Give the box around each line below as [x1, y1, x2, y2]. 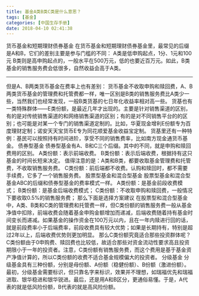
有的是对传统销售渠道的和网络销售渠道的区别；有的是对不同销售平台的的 [6, 112, 182, 119]
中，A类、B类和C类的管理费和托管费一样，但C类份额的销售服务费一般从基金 [6, 201, 192, 209]
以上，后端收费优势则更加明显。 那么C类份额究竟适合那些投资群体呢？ [20, 231, 191, 238]
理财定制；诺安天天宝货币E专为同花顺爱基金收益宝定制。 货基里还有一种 [11, 127, 188, 134]
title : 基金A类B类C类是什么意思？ [6, 8, 82, 15]
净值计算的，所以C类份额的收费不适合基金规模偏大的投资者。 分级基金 [11, 254, 183, 261]
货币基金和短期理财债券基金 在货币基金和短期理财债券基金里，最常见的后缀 [6, 42, 190, 49]
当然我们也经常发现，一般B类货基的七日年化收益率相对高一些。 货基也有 [16, 97, 193, 105]
